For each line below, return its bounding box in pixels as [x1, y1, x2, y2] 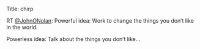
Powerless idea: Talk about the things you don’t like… [6, 36, 141, 42]
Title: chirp [6, 6, 34, 12]
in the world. [6, 24, 38, 31]
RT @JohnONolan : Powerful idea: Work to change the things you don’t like [6, 17, 194, 24]
